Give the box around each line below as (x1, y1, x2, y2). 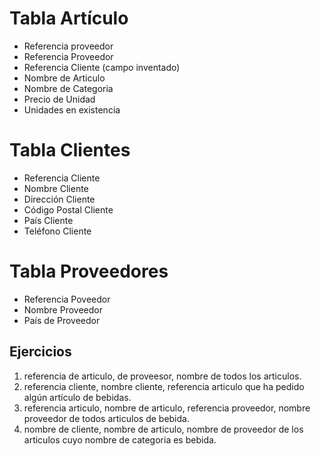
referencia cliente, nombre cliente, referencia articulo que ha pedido (23, 380, 305, 392)
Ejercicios (9, 343, 72, 361)
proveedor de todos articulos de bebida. (23, 412, 190, 424)
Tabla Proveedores (9, 260, 169, 283)
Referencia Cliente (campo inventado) (23, 61, 181, 73)
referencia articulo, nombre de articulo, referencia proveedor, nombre (23, 402, 311, 414)
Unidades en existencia (23, 103, 121, 116)
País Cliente (23, 214, 74, 226)
